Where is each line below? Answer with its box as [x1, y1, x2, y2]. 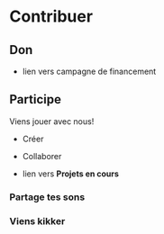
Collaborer [22, 150, 62, 161]
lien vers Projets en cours [22, 168, 120, 179]
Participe [9, 92, 61, 107]
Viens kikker [9, 214, 66, 227]
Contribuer [9, 6, 93, 27]
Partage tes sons [9, 191, 86, 203]
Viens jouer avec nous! [9, 115, 95, 127]
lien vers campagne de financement [22, 66, 157, 76]
